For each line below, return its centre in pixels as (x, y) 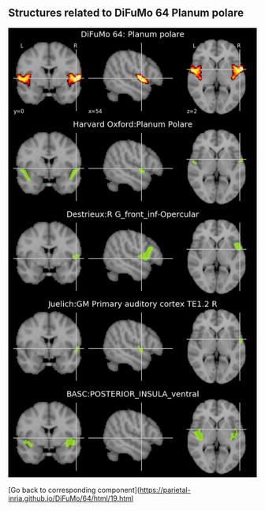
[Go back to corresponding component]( (74, 490)
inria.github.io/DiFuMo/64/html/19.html (71, 498)
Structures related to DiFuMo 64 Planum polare (126, 13)
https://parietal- (165, 490)
